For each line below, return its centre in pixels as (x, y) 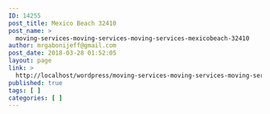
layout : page (30, 61)
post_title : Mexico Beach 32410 (62, 23)
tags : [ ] (25, 90)
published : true (35, 83)
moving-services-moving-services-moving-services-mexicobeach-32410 (133, 38)
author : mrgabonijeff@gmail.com (62, 46)
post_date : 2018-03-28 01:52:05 (62, 53)
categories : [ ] (35, 98)
